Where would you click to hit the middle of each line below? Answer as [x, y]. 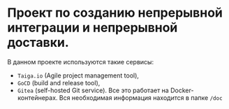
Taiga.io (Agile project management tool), [78, 75]
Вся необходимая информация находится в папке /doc [141, 97]
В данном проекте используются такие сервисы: [81, 61]
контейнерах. [37, 97]
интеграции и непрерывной [93, 28]
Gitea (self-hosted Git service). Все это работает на [93, 90]
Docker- [182, 90]
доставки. [38, 43]
